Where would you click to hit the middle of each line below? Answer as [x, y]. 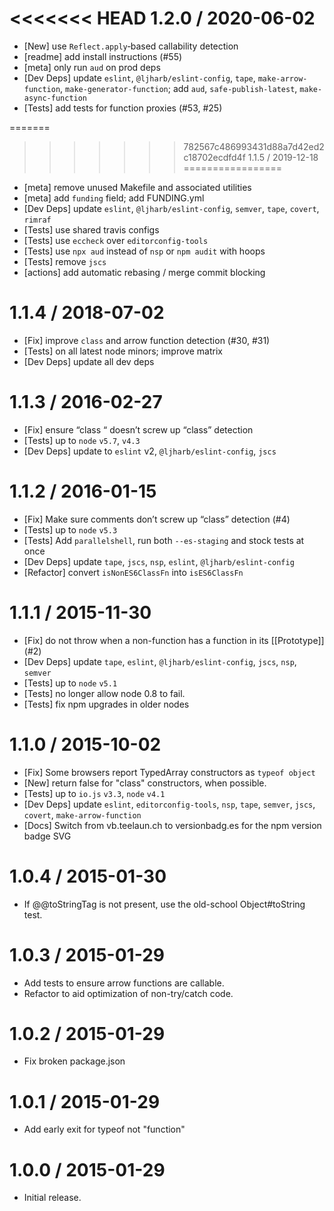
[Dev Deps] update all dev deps [89, 361]
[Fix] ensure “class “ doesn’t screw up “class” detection [138, 429]
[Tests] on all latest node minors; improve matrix [123, 351]
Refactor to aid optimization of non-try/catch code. [128, 993]
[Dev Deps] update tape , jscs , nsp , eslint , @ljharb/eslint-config [159, 561]
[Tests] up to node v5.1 [70, 683]
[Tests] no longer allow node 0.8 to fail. [104, 693]
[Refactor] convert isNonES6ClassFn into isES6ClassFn [133, 572]
